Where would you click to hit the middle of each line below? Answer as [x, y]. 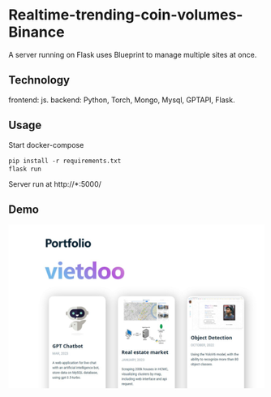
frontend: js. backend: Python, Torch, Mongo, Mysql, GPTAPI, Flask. [122, 100]
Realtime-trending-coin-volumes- [126, 15]
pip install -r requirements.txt [65, 161]
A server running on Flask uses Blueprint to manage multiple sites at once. [133, 54]
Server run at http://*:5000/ [55, 183]
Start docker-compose [46, 145]
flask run [25, 169]
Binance [37, 32]
